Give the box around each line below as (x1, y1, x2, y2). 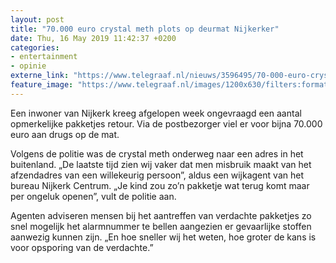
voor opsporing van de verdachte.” (10, 241, 154, 253)
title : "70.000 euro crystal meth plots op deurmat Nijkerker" (10, 24, 280, 34)
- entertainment (10, 52, 78, 62)
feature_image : (10, 80, 74, 90)
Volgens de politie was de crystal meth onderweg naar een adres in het (10, 147, 304, 160)
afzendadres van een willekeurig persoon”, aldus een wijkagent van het (10, 169, 304, 181)
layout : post (10, 14, 65, 25)
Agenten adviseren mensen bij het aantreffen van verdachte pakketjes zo (10, 209, 312, 221)
